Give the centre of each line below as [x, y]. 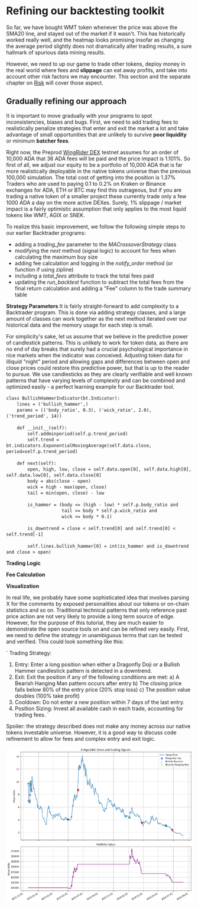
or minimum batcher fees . [38, 141]
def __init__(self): [42, 428]
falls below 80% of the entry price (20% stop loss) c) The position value [103, 689]
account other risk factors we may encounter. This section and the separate [98, 76]
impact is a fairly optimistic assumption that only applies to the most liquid [96, 209]
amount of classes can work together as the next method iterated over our [97, 318]
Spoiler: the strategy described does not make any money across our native [98, 726]
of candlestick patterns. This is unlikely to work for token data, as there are [97, 343]
